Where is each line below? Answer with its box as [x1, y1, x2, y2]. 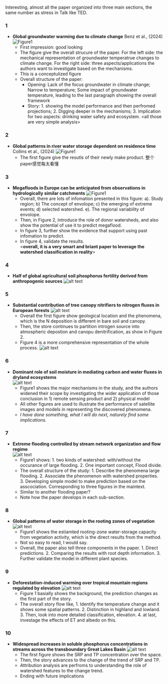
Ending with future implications [20, 673, 84, 679]
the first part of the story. [20, 596, 72, 602]
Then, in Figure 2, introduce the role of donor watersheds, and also [20, 217, 159, 223]
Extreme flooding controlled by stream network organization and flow [12, 441, 161, 447]
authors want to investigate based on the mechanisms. [20, 65, 133, 72]
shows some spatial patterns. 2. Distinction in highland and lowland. [20, 606, 160, 612]
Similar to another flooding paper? [20, 489, 91, 495]
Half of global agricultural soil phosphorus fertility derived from [12, 273, 148, 279]
